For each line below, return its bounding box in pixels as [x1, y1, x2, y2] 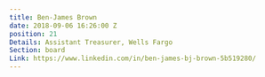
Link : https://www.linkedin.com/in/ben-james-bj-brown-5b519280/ [9, 54, 256, 63]
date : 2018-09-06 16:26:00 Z [9, 21, 117, 30]
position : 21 [9, 29, 58, 38]
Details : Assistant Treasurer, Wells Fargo [9, 37, 173, 47]
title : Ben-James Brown [9, 12, 98, 22]
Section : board [9, 46, 66, 55]
